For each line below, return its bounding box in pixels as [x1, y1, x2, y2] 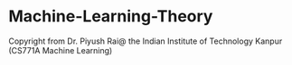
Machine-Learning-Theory [8, 6, 213, 27]
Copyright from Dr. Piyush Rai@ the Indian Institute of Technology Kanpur [8, 36, 283, 46]
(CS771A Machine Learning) [8, 45, 113, 55]
